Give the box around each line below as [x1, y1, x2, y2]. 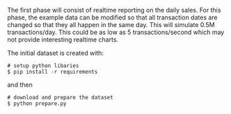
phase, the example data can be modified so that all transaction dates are [7, 13, 218, 22]
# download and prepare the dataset [7, 94, 113, 101]
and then [7, 81, 33, 89]
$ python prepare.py [7, 100, 67, 107]
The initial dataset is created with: [7, 49, 104, 57]
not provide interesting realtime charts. [7, 35, 119, 44]
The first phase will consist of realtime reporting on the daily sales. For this [7, 6, 221, 14]
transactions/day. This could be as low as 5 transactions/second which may [7, 28, 225, 36]
